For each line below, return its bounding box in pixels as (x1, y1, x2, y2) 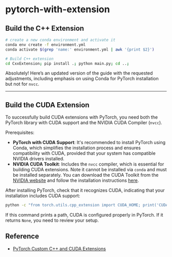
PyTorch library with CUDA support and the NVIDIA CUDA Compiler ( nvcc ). (5, 120, 162, 126)
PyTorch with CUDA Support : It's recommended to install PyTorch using (12, 139, 166, 146)
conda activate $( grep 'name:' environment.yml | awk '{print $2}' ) (5, 47, 155, 52)
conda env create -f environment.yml (5, 42, 86, 47)
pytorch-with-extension (5, 4, 110, 15)
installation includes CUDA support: (5, 193, 80, 199)
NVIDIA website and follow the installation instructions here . (12, 177, 139, 183)
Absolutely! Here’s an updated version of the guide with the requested (5, 70, 153, 76)
